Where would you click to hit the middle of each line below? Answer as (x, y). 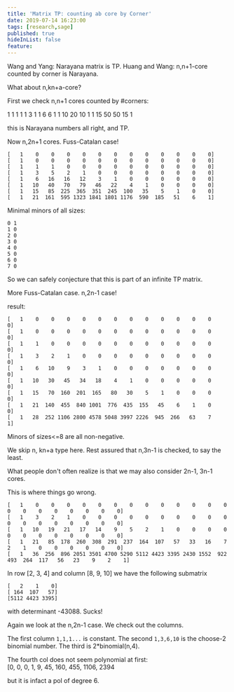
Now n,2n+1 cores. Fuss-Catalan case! (63, 142)
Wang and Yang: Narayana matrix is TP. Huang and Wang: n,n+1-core (108, 66)
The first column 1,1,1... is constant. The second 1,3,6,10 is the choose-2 (117, 638)
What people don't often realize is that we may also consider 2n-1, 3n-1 (110, 471)
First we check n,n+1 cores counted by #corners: (78, 101)
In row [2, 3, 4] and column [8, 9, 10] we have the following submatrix (108, 573)
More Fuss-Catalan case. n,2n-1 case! (62, 293)
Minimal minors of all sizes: (47, 210)
